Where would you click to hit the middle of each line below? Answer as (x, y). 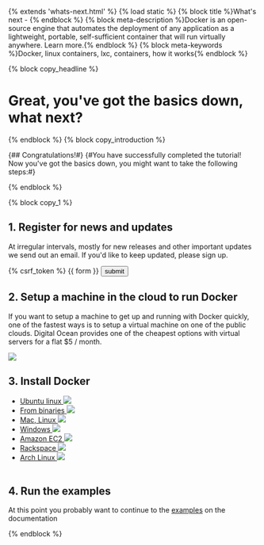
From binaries (42, 410)
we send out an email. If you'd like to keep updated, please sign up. (118, 255)
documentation (33, 519)
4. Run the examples (59, 491)
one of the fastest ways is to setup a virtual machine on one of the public (127, 325)
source (20, 28)
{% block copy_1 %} (40, 202)
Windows (35, 429)
